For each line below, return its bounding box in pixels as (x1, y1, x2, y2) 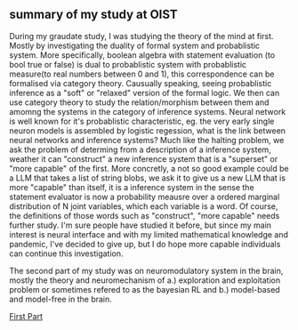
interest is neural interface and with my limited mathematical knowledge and (9, 229, 289, 239)
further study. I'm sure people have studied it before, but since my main (9, 220, 272, 230)
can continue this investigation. (9, 248, 124, 259)
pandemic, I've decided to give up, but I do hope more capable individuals (9, 238, 281, 249)
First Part (9, 310, 43, 321)
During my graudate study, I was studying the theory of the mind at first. (9, 30, 274, 41)
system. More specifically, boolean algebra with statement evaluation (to (9, 49, 276, 60)
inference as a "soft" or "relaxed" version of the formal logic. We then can (9, 87, 280, 98)
